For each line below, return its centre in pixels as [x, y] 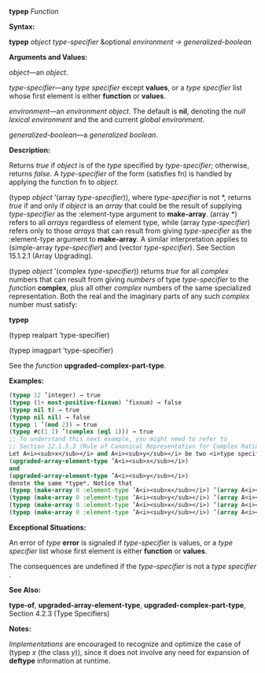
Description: [29, 150]
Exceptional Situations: [48, 527]
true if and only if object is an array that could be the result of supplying [125, 205]
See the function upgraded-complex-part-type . [88, 366]
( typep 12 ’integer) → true [55, 395]
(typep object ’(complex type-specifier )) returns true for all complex [119, 271]
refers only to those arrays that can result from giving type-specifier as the [131, 231]
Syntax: [22, 26]
